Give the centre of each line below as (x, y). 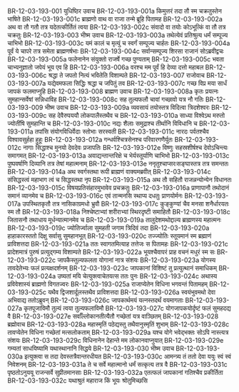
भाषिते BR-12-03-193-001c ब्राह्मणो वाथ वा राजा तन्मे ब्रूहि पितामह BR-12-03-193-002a (115, 19)
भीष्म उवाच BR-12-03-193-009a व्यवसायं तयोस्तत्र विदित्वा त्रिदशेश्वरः (127, 107)
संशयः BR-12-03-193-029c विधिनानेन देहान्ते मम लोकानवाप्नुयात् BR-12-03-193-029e (116, 340)
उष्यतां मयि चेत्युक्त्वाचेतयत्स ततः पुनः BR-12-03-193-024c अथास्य (137, 276)
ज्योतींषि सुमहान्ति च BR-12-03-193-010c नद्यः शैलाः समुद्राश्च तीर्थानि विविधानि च (102, 124)
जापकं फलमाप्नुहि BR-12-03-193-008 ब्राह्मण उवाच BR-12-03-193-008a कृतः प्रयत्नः (113, 91)
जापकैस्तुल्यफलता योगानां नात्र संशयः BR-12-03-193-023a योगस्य (136, 260)
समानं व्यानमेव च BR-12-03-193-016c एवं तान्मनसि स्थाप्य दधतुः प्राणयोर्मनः (95, 196)
